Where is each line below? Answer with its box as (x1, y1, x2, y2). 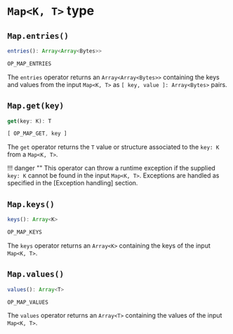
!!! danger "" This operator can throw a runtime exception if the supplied (7, 164, 215, 173)
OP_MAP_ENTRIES (7, 60, 52, 67)
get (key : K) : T (7, 117, 52, 125)
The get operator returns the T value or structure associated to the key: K (7, 143, 220, 152)
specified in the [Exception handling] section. (7, 179, 138, 187)
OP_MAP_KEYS (7, 229, 42, 236)
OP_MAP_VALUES (7, 298, 49, 306)
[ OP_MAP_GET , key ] (7, 130, 68, 138)
